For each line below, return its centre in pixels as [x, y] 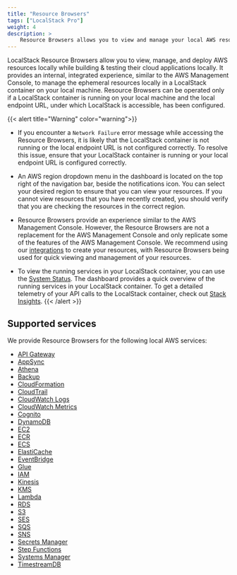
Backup [29, 377]
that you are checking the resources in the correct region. [101, 206]
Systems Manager [44, 557]
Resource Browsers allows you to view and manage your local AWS [118, 40]
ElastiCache [35, 451]
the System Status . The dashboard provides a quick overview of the [116, 279]
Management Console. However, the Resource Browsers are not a [113, 227]
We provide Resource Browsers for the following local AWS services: [107, 340]
